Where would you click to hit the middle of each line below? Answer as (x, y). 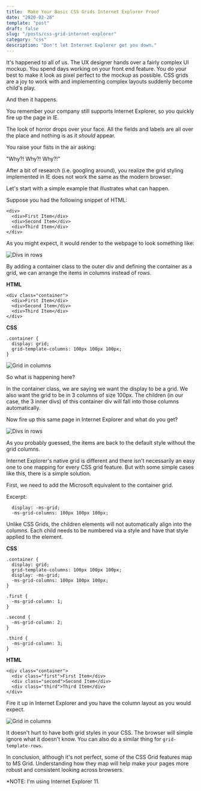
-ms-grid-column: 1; (37, 601)
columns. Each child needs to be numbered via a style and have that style (97, 530)
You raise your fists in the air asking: (51, 147)
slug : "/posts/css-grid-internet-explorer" (61, 34)
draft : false (22, 29)
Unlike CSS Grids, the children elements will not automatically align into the (99, 524)
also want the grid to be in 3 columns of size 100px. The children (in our (95, 395)
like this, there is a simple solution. (49, 473)
